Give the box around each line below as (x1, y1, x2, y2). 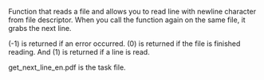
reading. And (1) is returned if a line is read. (8, 48, 150, 56)
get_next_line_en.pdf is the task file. (8, 63, 126, 72)
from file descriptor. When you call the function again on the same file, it (8, 15, 246, 25)
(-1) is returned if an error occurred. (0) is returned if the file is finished (8, 39, 241, 48)
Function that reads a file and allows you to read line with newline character (8, 7, 257, 16)
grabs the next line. (8, 24, 72, 32)
